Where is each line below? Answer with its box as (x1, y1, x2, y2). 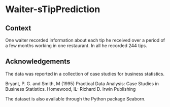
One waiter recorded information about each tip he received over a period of (5, 37, 165, 43)
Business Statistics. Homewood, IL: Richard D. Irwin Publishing (5, 86, 136, 92)
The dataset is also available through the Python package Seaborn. (5, 95, 146, 102)
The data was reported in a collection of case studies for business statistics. (5, 70, 165, 77)
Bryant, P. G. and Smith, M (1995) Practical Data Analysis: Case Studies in (5, 80, 159, 87)
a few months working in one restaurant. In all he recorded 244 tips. (5, 43, 147, 49)
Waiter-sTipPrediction (5, 4, 100, 15)
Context (5, 24, 31, 32)
